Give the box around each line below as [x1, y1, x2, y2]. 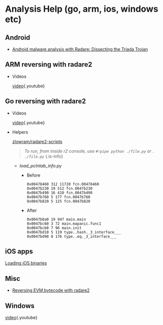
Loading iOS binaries [5, 260, 47, 266]
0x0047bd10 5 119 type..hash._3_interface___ [26, 230, 121, 234]
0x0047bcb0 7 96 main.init [26, 225, 82, 231]
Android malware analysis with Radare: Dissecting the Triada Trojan [12, 46, 148, 52]
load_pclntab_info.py [19, 162, 62, 168]
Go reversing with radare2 [5, 97, 86, 106]
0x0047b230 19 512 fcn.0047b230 [26, 186, 93, 191]
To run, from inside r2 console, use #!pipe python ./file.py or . [24, 148, 155, 154]
